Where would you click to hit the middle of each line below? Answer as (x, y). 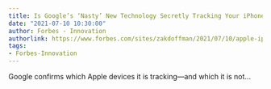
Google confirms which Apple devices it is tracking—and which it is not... (130, 76)
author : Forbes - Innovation (57, 31)
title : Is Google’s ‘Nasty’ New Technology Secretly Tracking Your (124, 16)
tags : (17, 46)
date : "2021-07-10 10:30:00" (57, 23)
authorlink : (28, 38)
